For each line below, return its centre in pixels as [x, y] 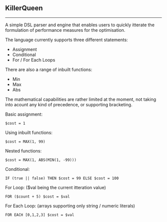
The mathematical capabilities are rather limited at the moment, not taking [81, 99]
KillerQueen [24, 8]
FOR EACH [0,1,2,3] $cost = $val [40, 215]
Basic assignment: [24, 114]
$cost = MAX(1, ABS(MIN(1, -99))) [41, 160]
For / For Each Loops [34, 60]
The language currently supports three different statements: [67, 40]
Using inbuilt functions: [29, 132]
